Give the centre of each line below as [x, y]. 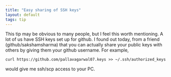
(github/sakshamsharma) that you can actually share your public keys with [84, 45]
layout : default [23, 15]
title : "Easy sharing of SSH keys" [43, 10]
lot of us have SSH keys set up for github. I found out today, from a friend [82, 39]
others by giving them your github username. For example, [67, 50]
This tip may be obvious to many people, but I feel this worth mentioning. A [84, 34]
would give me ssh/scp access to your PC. [50, 69]
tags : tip [16, 19]
